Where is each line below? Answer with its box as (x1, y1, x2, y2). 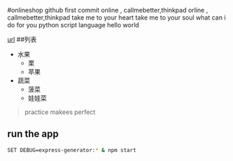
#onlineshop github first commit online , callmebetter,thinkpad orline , (7, 6, 208, 14)
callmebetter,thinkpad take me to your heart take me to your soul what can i (7, 13, 226, 22)
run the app (7, 128, 59, 140)
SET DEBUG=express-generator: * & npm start (7, 146, 137, 153)
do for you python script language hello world (7, 21, 140, 29)
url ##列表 (7, 35, 37, 43)
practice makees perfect (24, 108, 96, 116)
